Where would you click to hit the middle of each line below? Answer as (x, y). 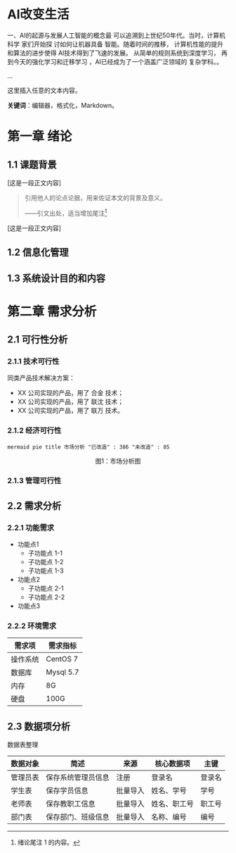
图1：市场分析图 (118, 461)
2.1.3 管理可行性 (34, 481)
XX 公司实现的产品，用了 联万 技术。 (71, 411)
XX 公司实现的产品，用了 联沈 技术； (71, 401)
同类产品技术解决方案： (41, 378)
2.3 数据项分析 (39, 726)
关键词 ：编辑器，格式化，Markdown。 (63, 105)
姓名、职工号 (173, 804)
